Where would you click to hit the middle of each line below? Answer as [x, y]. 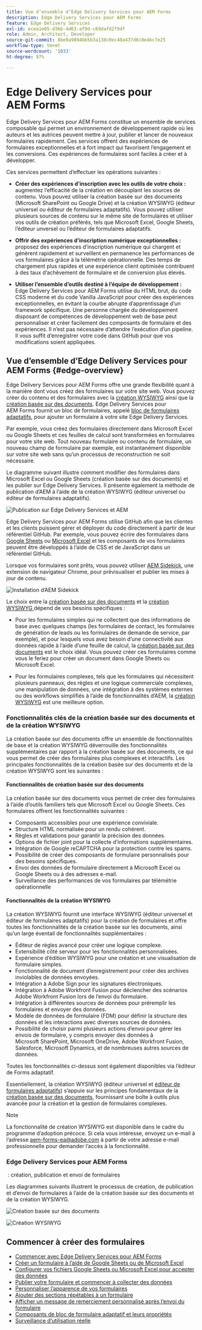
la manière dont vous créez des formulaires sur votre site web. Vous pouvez [101, 391]
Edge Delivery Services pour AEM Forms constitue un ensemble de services [101, 122]
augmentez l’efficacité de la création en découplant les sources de [97, 190]
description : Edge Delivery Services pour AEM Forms [74, 18]
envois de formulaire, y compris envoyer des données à [84, 1035]
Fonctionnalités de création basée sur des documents [75, 785]
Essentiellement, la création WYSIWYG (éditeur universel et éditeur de [93, 1084]
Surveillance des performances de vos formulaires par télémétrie [96, 880]
